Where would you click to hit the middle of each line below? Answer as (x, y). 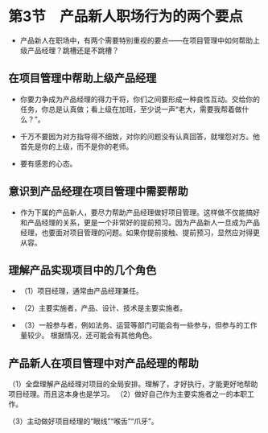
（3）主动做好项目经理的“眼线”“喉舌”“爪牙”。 (83, 421)
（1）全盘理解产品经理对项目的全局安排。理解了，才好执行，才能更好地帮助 (133, 384)
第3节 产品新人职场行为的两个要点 (126, 16)
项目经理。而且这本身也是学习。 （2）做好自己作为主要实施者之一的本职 (128, 394)
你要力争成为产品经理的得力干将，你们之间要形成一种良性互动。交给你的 (140, 99)
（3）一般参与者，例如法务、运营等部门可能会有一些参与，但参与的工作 (138, 325)
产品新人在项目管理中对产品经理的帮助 (103, 363)
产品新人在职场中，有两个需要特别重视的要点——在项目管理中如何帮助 (136, 40)
